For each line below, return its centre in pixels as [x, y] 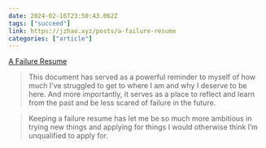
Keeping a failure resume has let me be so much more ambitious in [140, 119]
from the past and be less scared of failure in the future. [122, 103]
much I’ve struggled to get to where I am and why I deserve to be [137, 86]
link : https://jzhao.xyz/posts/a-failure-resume [92, 31]
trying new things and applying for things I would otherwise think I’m [143, 127]
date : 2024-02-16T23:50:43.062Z [63, 16]
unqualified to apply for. [68, 136]
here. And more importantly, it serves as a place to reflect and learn [141, 95]
